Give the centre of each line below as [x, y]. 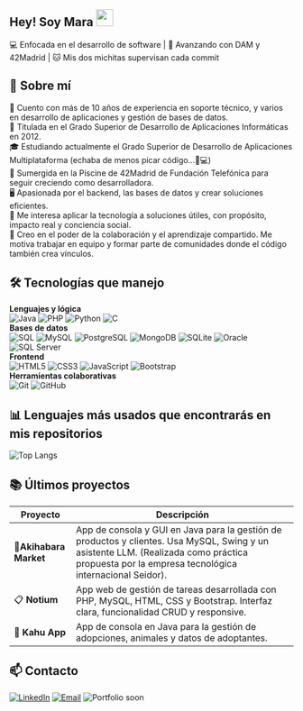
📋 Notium [36, 599]
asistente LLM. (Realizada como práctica [162, 552]
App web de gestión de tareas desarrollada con [176, 589]
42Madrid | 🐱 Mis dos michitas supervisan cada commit [114, 57]
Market [30, 558]
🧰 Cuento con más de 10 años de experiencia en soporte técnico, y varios [147, 107]
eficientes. [29, 205]
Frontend [27, 357]
